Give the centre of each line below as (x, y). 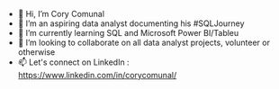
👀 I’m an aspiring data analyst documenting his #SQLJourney (131, 23)
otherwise (36, 52)
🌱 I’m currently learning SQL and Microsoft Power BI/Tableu (128, 33)
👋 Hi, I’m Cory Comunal (61, 14)
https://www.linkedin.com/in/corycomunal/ (97, 75)
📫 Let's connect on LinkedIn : (73, 62)
